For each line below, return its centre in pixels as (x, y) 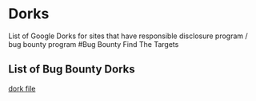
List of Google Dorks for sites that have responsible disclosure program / (128, 36)
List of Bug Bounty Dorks (72, 70)
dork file (22, 88)
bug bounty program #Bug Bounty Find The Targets (94, 44)
